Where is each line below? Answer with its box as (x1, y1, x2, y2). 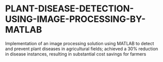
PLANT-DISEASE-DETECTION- (5, 3, 134, 14)
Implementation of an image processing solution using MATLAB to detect (5, 40, 155, 46)
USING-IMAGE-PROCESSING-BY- (5, 13, 146, 25)
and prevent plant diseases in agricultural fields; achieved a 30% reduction (5, 46, 159, 52)
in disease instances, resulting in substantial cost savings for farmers (5, 51, 146, 57)
